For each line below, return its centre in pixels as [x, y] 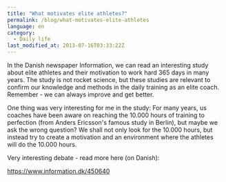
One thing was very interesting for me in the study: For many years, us [107, 108]
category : [21, 33]
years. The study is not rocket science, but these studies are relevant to [109, 80]
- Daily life [32, 39]
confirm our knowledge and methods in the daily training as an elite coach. [113, 87]
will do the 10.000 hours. [42, 144]
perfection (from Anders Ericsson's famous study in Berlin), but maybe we [113, 122]
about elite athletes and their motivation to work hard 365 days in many [108, 72]
